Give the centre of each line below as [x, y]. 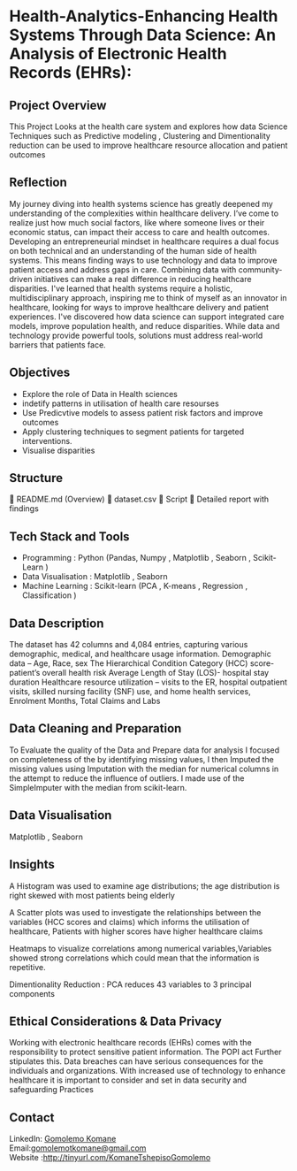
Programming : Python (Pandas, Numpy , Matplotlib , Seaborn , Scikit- [149, 558]
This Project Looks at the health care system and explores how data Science [148, 126]
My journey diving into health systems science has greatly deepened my [141, 203]
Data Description [57, 623]
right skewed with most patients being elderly [92, 895]
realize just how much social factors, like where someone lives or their [137, 222]
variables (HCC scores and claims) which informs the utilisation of [129, 922]
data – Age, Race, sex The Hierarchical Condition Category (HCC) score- [142, 663]
